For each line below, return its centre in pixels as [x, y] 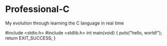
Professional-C [37, 9]
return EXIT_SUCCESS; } [31, 38]
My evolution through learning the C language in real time [65, 23]
